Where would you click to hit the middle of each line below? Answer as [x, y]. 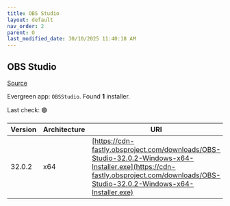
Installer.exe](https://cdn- [134, 166]
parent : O [21, 33]
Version [24, 129]
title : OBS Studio [33, 13]
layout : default [30, 20]
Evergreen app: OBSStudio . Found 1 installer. [68, 96]
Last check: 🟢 [27, 110]
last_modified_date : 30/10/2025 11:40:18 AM [72, 39]
